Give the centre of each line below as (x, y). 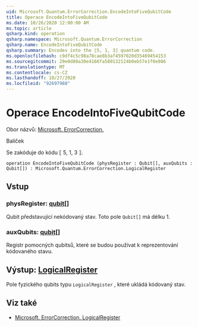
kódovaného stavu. (30, 251)
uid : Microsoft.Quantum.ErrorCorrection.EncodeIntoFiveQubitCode (89, 12)
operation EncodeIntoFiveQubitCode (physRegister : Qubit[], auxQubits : (100, 163)
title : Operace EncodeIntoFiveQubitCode (57, 17)
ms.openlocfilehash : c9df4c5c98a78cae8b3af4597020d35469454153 (86, 56)
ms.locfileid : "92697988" (38, 84)
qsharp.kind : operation (36, 34)
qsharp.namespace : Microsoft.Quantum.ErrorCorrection (74, 39)
